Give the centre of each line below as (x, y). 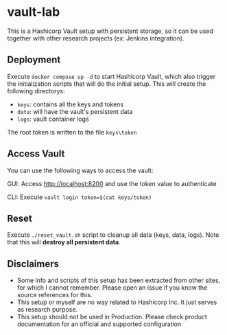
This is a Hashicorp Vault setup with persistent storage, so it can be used (110, 31)
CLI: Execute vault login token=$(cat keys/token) (80, 197)
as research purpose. (47, 310)
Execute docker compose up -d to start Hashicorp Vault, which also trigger (111, 76)
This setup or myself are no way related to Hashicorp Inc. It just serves (117, 302)
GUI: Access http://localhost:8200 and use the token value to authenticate (112, 183)
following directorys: (36, 91)
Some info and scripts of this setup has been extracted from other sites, (119, 280)
